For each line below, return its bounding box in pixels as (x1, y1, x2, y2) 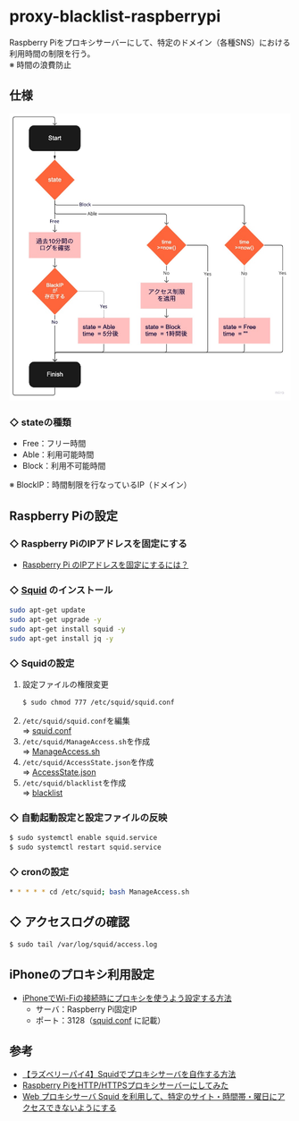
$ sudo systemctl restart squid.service (9, 843, 162, 852)
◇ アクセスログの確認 (9, 914, 130, 930)
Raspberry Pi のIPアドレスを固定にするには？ (21, 559, 189, 570)
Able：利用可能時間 (21, 449, 95, 460)
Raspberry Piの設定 (9, 508, 119, 523)
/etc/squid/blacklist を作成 (21, 777, 127, 788)
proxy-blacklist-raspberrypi (9, 6, 221, 27)
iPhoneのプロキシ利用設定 (9, 967, 154, 982)
